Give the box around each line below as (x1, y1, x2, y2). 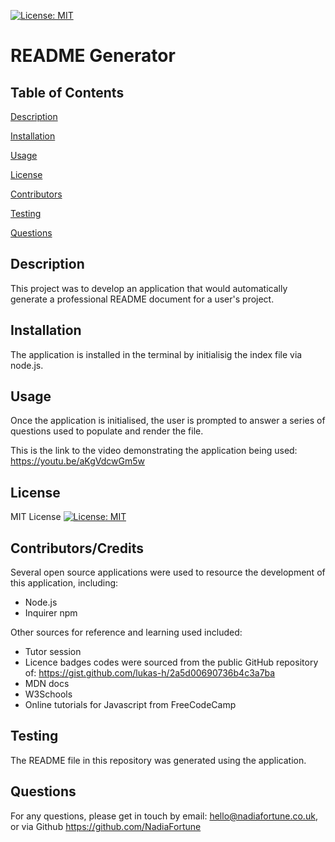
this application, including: (10, 577, 119, 589)
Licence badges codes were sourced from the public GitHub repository (24, 656, 319, 669)
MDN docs (24, 678, 70, 690)
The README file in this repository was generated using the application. (10, 754, 307, 766)
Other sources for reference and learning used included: (10, 626, 243, 639)
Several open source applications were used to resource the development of (10, 566, 326, 579)
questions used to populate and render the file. (10, 425, 204, 437)
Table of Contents (10, 84, 125, 101)
